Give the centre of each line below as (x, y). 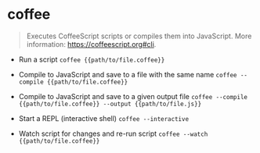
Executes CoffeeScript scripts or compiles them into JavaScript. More (139, 36)
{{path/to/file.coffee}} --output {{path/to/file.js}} (110, 104)
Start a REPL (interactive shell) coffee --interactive (104, 118)
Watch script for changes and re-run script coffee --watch (113, 133)
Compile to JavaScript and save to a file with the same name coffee (128, 74)
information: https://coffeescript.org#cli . (91, 44)
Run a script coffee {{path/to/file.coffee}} (92, 59)
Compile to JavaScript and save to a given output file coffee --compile (133, 96)
